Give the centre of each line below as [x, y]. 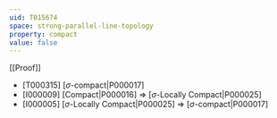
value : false [34, 42]
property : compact [43, 34]
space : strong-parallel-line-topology [81, 26]
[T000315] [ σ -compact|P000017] [83, 85]
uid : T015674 [34, 17]
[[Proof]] [25, 68]
